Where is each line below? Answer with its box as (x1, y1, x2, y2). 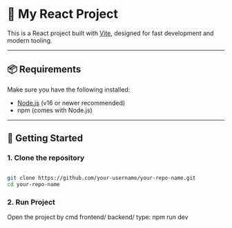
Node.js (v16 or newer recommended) (17, 99, 126, 107)
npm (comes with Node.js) (17, 106, 93, 114)
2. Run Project (7, 198, 55, 207)
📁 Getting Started (7, 132, 84, 144)
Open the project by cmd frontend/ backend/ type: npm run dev (7, 213, 188, 221)
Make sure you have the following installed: (7, 85, 130, 94)
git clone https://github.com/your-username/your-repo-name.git (7, 175, 196, 182)
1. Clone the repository (7, 153, 85, 163)
